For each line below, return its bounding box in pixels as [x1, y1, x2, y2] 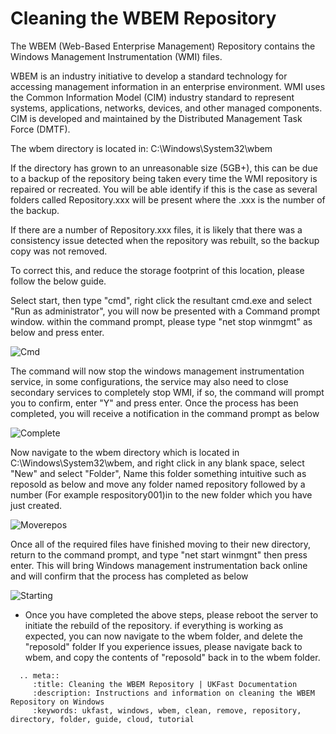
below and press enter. [10, 326, 105, 338]
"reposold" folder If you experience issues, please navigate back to [24, 640, 303, 652]
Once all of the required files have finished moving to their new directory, [10, 538, 312, 550]
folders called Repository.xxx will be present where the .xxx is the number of [10, 193, 326, 206]
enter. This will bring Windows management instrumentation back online [10, 559, 308, 571]
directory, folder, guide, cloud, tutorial [10, 714, 195, 724]
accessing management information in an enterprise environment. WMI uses [10, 80, 326, 92]
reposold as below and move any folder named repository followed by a [10, 478, 306, 490]
